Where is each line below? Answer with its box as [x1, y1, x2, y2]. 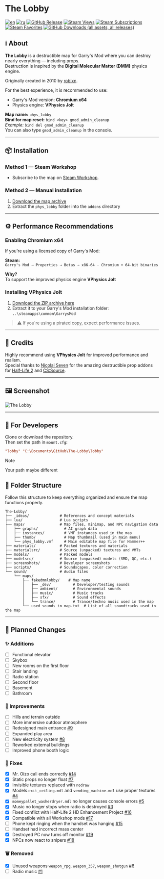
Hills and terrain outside [12, 714, 60, 720]
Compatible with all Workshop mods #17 [12, 815, 93, 821]
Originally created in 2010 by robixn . [5, 78, 78, 83]
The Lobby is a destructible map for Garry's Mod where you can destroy [5, 52, 151, 58]
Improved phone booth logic [12, 747, 69, 753]
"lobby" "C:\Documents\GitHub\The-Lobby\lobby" [5, 449, 104, 454]
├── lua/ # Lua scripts [5, 517, 89, 522]
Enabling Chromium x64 [5, 237, 64, 244]
